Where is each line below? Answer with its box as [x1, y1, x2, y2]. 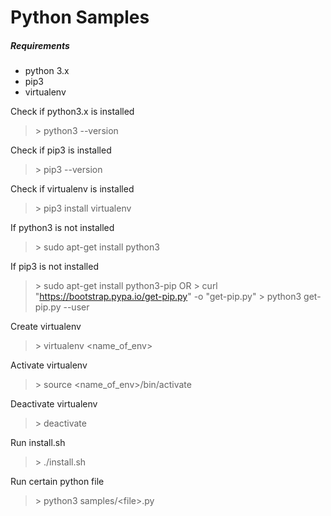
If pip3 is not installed [10, 261, 99, 273]
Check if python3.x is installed [10, 106, 135, 118]
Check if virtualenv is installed [10, 183, 135, 195]
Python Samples [10, 6, 150, 29]
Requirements [10, 39, 70, 51]
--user [63, 301, 90, 313]
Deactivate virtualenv [10, 398, 98, 410]
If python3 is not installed [10, 222, 115, 234]
